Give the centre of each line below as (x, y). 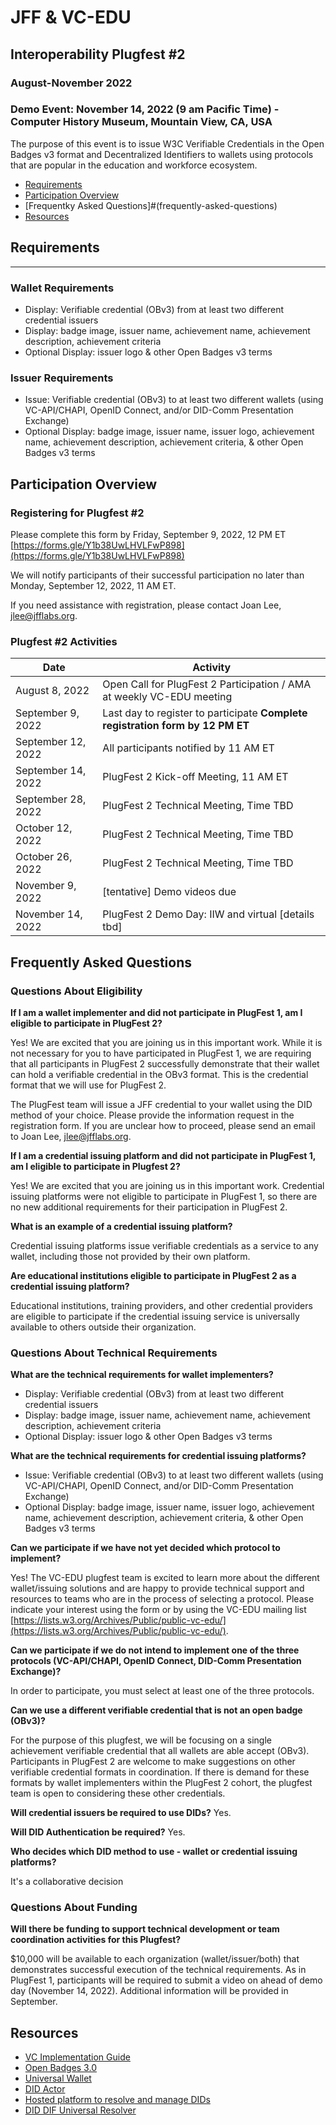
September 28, (51, 799)
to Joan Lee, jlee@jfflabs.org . (71, 1136)
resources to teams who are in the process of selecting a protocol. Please (162, 1599)
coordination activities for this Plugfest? (96, 1940)
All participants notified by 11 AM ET (188, 748)
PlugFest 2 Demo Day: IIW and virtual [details (208, 914)
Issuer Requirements (62, 378)
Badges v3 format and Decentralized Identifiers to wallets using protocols (162, 154)
